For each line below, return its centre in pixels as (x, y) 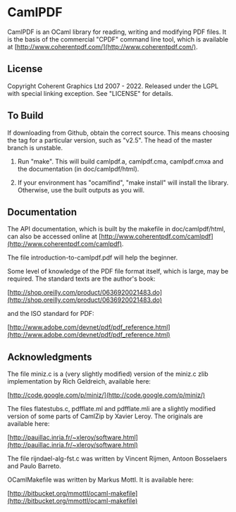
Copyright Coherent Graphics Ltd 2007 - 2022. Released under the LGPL (113, 86)
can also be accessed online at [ (54, 236)
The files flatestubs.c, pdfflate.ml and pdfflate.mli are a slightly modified (112, 409)
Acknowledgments (50, 357)
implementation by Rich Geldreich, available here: (79, 382)
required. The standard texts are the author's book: (81, 279)
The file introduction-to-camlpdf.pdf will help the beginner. (93, 257)
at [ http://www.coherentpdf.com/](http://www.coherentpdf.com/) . (103, 47)
